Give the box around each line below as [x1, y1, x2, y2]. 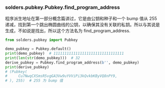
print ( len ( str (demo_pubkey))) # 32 [5, 55, 80, 60]
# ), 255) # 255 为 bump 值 [5, 78, 63, 83]
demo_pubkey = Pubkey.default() [5, 46, 71, 51]
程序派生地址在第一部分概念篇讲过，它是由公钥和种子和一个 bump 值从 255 [5, 16, 157, 22]
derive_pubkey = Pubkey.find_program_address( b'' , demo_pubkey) [5, 60, 139, 65]
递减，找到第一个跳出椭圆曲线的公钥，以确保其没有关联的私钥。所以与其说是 [5, 22, 160, 28]
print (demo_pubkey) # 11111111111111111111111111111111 [5, 51, 124, 56]
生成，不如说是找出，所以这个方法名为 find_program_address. [5, 28, 131, 34]
